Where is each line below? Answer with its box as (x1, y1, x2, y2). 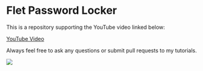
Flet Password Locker (6, 4, 117, 17)
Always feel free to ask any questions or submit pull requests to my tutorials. (6, 46, 197, 54)
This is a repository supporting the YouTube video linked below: (6, 23, 165, 31)
